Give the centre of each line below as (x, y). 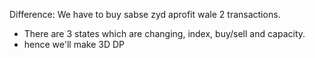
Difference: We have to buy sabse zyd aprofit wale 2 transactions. (145, 14)
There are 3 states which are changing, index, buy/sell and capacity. (164, 33)
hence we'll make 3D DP (74, 44)
